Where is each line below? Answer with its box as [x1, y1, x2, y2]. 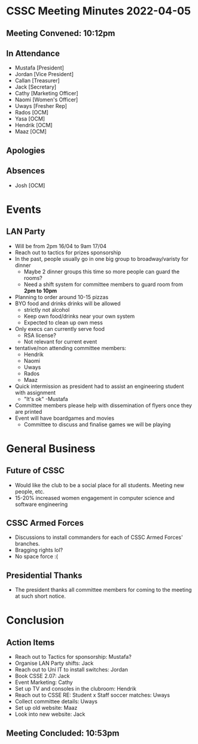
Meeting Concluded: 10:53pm [6, 728, 120, 738]
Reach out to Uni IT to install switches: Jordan [14, 666, 129, 673]
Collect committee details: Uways [14, 698, 98, 705]
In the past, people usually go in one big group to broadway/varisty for [14, 255, 188, 262]
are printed [14, 408, 42, 415]
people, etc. [14, 487, 45, 495]
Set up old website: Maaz [14, 704, 78, 712]
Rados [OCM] [14, 109, 49, 116]
